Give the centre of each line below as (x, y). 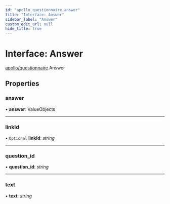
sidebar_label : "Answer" (31, 19)
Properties (22, 84)
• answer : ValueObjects (30, 109)
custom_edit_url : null (29, 24)
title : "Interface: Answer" (35, 15)
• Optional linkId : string (30, 138)
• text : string (18, 196)
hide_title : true (24, 29)
